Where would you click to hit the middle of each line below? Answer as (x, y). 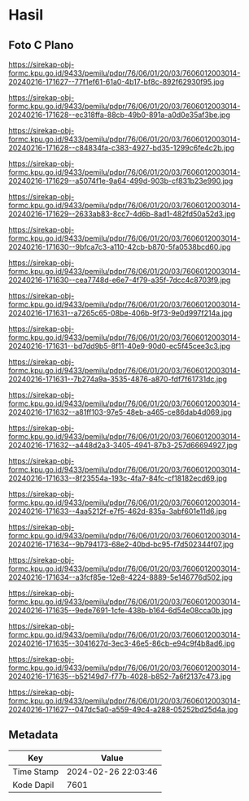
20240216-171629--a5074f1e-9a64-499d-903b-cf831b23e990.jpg (121, 181)
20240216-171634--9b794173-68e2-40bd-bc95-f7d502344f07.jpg (121, 544)
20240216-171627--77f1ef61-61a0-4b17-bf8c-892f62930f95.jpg (116, 82)
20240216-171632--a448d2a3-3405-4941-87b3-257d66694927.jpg (123, 445)
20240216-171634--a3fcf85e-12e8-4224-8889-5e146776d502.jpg (121, 577)
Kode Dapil (33, 785)
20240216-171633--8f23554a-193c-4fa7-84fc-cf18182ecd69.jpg (118, 478)
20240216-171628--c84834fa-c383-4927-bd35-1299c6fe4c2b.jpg (121, 148)
